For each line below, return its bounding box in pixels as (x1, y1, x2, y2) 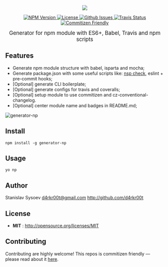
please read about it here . (5, 256, 59, 262)
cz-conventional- (113, 92, 149, 98)
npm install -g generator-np (5, 140, 67, 146)
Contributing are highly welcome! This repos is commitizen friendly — (5, 250, 150, 257)
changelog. (12, 97, 36, 103)
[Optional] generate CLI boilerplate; (12, 81, 86, 87)
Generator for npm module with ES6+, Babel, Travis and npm (9, 30, 160, 36)
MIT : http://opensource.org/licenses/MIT (12, 223, 99, 229)
